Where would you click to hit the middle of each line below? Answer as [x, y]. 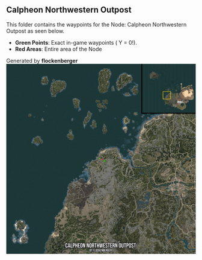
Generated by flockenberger [42, 60]
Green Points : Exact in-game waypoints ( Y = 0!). [76, 42]
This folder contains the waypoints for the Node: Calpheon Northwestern [96, 24]
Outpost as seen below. [35, 31]
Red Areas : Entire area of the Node [58, 49]
